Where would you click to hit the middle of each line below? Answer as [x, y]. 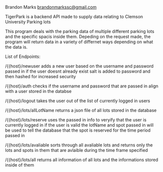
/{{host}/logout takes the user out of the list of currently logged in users [78, 101]
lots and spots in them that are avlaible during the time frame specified [77, 150]
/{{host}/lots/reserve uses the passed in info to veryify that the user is [76, 120]
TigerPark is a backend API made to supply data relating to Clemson [74, 16]
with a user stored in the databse [39, 91]
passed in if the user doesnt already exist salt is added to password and [78, 71]
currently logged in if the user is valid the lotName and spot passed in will [79, 125]
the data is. [16, 47]
